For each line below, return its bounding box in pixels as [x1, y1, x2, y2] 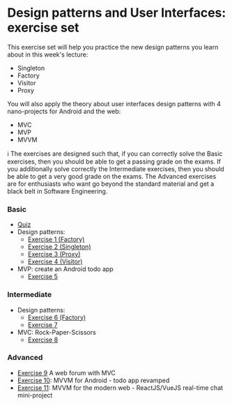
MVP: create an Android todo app [17, 265, 114, 273]
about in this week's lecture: [7, 50, 88, 59]
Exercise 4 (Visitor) [27, 257, 83, 266]
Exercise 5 [27, 273, 58, 281]
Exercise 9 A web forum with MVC [17, 368, 116, 377]
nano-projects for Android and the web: [7, 107, 121, 115]
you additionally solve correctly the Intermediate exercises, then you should [7, 164, 224, 173]
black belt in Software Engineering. [7, 187, 108, 195]
